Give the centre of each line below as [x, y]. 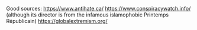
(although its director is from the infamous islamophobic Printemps [88, 15]
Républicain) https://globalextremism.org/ [57, 21]
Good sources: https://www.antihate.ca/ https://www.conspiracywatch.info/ [98, 9]
